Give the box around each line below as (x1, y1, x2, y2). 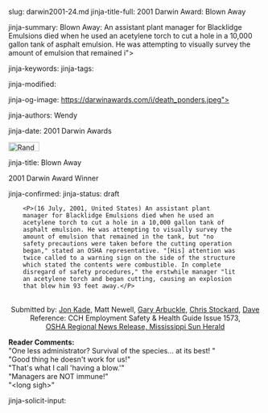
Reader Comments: (8, 337, 75, 347)
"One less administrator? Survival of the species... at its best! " (8, 346, 216, 355)
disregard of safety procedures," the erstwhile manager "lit (23, 268, 236, 276)
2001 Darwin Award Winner (8, 173, 99, 183)
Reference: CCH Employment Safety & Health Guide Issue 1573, (29, 313, 241, 323)
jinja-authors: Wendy (8, 110, 78, 120)
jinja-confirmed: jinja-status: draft (8, 189, 120, 198)
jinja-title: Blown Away (8, 158, 82, 167)
